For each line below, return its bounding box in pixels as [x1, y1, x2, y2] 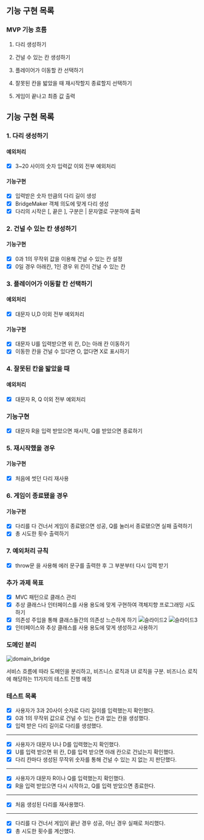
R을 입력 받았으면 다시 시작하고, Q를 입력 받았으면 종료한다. [15, 782, 156, 789]
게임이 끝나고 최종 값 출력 [15, 92, 76, 99]
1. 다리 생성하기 [6, 131, 49, 140]
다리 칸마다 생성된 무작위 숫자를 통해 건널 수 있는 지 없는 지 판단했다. [15, 756, 177, 763]
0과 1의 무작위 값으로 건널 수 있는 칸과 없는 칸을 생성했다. [15, 714, 150, 721]
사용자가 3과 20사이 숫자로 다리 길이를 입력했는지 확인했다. [15, 707, 155, 714]
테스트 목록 [6, 691, 37, 700]
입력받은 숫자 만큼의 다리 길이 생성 [15, 192, 97, 200]
